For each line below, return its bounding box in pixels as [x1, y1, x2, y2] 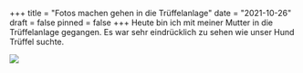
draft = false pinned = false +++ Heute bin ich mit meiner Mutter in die [9, 17, 274, 28]
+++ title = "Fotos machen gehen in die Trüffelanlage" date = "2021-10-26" [9, 8, 292, 18]
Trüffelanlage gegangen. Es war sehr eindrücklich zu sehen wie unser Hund [9, 27, 295, 37]
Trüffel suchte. [9, 36, 65, 47]
